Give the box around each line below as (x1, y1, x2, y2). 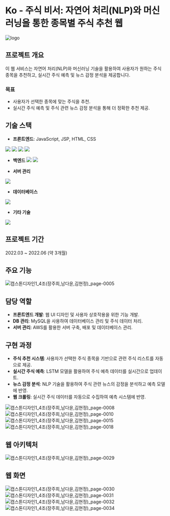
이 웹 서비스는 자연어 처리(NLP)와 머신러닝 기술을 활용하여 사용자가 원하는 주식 (5, 65, 162, 72)
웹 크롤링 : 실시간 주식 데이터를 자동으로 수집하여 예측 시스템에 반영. (12, 394, 147, 400)
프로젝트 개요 (5, 51, 44, 59)
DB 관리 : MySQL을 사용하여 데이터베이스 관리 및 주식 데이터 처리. (12, 318, 143, 324)
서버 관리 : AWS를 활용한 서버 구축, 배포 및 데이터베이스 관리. (12, 325, 133, 331)
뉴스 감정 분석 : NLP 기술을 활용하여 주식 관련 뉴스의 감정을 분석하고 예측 (12, 381, 156, 387)
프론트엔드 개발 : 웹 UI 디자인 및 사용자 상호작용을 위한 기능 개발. (12, 312, 139, 318)
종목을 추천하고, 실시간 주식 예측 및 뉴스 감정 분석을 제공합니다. (5, 72, 131, 78)
